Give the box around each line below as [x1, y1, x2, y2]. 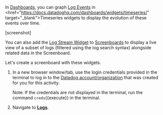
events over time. [5, 20, 41, 26]
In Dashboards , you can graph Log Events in [5, 4, 96, 10]
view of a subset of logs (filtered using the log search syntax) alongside [5, 45, 152, 50]
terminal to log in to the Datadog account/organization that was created [12, 75, 159, 80]
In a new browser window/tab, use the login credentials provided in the [12, 69, 158, 75]
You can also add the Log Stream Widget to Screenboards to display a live [5, 39, 157, 45]
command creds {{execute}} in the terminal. [12, 95, 101, 101]
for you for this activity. [12, 80, 60, 86]
